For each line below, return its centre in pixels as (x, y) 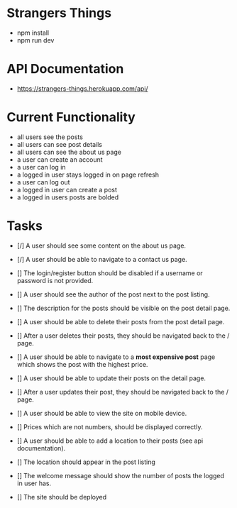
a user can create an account (60, 159)
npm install (33, 33)
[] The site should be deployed (62, 497)
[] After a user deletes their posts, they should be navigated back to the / (123, 336)
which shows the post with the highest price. (82, 364)
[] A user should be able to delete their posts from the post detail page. (121, 321)
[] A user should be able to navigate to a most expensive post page (116, 357)
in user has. (34, 483)
